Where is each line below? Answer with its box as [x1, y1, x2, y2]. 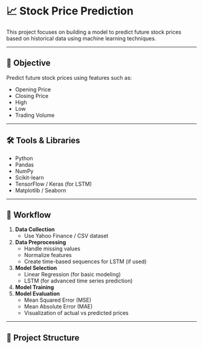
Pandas [14, 161, 34, 168]
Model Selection [14, 264, 57, 272]
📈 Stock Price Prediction [6, 4, 134, 18]
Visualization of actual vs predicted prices [24, 309, 129, 317]
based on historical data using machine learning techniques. [6, 34, 156, 42]
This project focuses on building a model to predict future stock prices [6, 28, 182, 36]
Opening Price [14, 85, 51, 93]
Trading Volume [14, 111, 55, 119]
